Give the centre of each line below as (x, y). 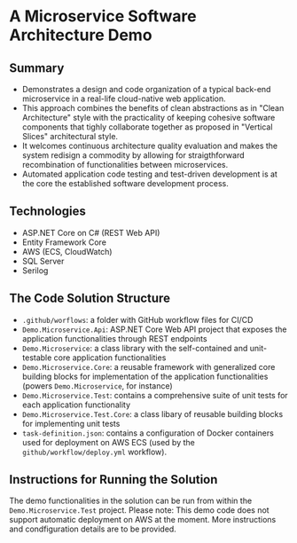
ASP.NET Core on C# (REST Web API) (91, 232)
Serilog (35, 270)
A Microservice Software (103, 16)
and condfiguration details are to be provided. (93, 529)
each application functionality (76, 405)
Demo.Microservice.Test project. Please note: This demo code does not (139, 510)
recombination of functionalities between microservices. (125, 165)
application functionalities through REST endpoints (114, 338)
